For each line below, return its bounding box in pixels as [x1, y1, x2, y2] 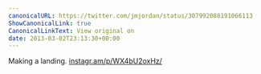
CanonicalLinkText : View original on [8, 27, 135, 35]
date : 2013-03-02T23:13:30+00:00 [8, 34, 120, 43]
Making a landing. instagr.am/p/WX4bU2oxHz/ [8, 56, 163, 66]
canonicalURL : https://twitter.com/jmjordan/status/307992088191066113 [8, 11, 253, 20]
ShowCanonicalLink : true [8, 19, 92, 27]
